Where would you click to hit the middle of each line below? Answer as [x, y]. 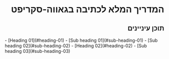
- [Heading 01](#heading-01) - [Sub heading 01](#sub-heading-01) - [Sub [81, 40]
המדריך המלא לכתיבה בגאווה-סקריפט [88, 9]
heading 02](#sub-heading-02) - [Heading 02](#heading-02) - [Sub [76, 46]
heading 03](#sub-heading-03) [37, 51]
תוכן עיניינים [146, 28]
